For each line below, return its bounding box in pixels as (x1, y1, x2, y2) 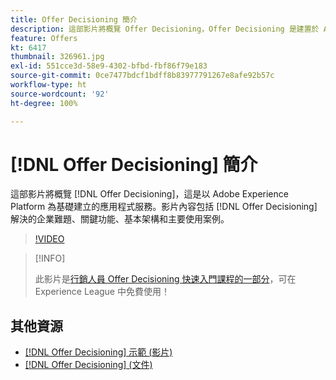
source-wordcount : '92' (10, 89, 110, 99)
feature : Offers (10, 33, 78, 43)
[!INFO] (34, 252, 66, 265)
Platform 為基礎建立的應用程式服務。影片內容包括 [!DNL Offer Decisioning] (10, 201, 318, 213)
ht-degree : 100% (10, 98, 78, 108)
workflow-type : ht (10, 80, 87, 90)
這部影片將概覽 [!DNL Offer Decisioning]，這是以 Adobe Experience (10, 188, 289, 200)
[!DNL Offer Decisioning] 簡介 (10, 153, 258, 176)
